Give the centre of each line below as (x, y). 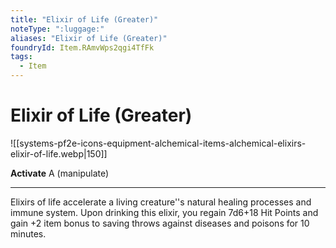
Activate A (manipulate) (60, 173)
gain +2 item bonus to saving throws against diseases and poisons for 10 (160, 223)
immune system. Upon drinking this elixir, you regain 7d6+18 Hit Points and (164, 212)
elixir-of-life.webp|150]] (59, 153)
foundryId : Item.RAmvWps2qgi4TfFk (82, 47)
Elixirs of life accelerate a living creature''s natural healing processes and (161, 202)
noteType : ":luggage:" (57, 29)
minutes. (28, 233)
